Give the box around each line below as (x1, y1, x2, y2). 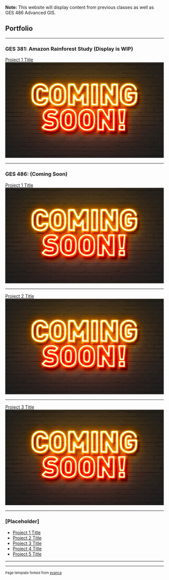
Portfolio (5, 24, 33, 33)
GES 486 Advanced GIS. (5, 10, 56, 16)
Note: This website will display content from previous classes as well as (5, 5, 154, 10)
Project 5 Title (12, 551, 42, 557)
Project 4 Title (12, 546, 42, 552)
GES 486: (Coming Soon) (5, 170, 68, 177)
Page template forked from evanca (5, 570, 62, 575)
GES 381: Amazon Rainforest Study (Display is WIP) (5, 45, 133, 52)
